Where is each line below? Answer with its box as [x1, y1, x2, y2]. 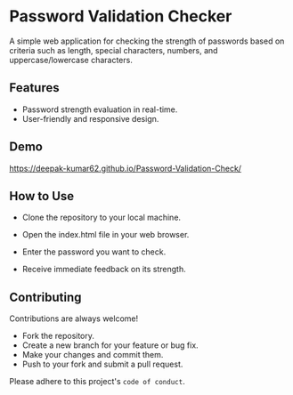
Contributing [9, 289, 82, 304]
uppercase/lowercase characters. [9, 54, 134, 65]
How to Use [9, 189, 75, 204]
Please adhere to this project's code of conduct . [9, 376, 185, 387]
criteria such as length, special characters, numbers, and [9, 44, 218, 55]
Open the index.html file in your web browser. [21, 230, 190, 240]
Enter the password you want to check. [21, 246, 167, 257]
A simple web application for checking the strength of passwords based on [9, 36, 285, 46]
